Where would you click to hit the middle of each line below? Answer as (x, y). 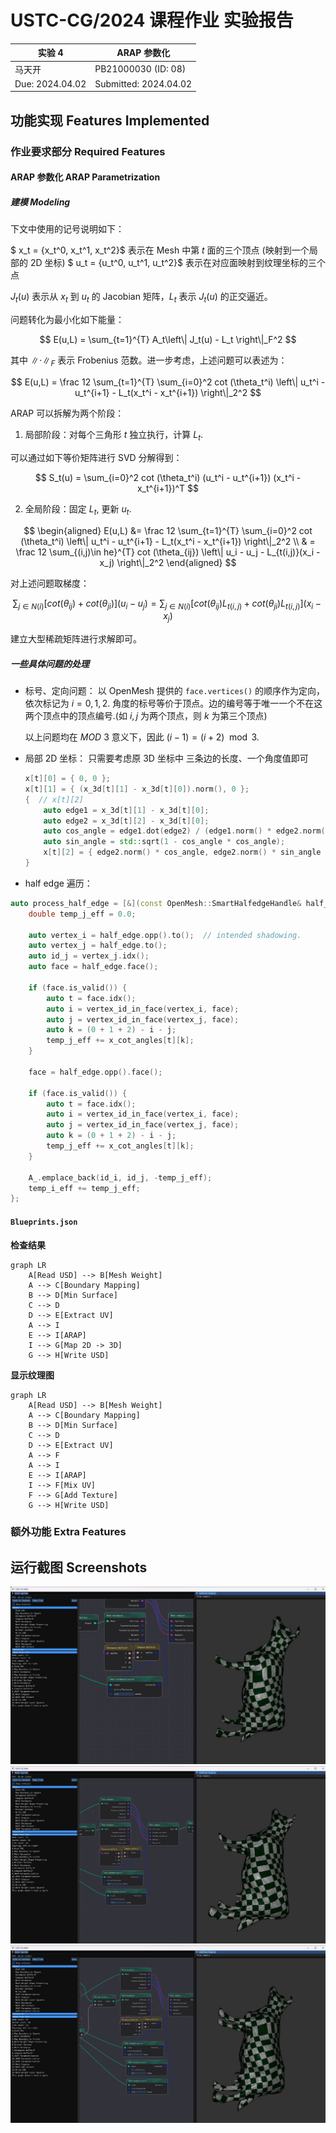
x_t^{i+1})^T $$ (168, 488)
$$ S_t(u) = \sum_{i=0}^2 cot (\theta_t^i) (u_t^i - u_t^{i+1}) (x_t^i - (168, 477)
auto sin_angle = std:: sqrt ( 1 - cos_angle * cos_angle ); (164, 842)
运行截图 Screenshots (79, 1567)
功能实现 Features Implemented (110, 120)
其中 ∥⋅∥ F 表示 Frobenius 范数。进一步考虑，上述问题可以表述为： (149, 361)
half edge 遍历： (58, 883)
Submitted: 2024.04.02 (143, 83)
